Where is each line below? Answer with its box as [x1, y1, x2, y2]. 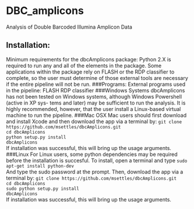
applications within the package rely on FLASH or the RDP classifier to [6, 68, 175, 75]
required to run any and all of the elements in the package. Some [6, 62, 162, 69]
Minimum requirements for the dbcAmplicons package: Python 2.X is [6, 55, 171, 62]
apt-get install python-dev [6, 163, 75, 169]
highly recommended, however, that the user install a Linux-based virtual [6, 105, 181, 112]
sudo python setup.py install [6, 186, 80, 191]
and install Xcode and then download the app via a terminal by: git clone [6, 118, 182, 125]
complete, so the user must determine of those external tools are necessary [6, 74, 188, 81]
